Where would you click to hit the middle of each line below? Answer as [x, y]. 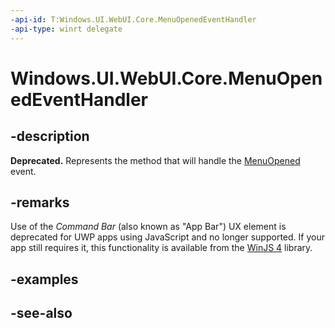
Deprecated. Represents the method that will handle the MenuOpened [155, 160]
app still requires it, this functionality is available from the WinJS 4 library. [161, 248]
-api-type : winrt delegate [66, 29]
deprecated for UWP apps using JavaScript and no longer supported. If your [167, 237]
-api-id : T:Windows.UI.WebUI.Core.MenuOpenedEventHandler [133, 19]
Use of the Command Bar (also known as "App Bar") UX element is [148, 227]
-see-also [41, 313]
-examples [44, 279]
